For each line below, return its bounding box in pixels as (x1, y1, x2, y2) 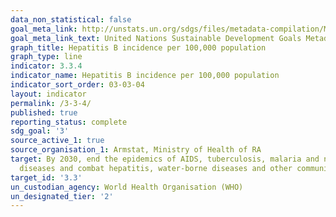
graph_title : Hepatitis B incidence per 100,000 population (10, 42, 267, 53)
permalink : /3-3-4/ (10, 98, 92, 108)
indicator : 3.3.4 (10, 61, 83, 71)
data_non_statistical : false (10, 14, 132, 25)
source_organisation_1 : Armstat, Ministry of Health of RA (10, 145, 262, 155)
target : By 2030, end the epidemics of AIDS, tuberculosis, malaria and (10, 154, 320, 164)
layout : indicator (10, 89, 87, 99)
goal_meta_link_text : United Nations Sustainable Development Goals (10, 33, 302, 43)
